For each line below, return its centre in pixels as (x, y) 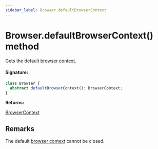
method (22, 46)
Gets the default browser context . (41, 61)
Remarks (20, 129)
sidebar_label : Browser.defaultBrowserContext (56, 10)
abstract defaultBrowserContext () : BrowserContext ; (66, 88)
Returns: (15, 103)
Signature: (17, 72)
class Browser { (23, 83)
